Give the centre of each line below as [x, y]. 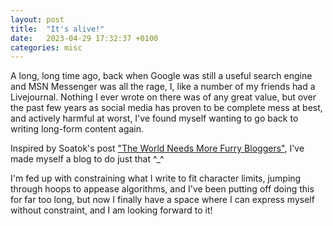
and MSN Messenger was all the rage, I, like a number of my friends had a [163, 87]
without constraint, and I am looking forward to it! [111, 210]
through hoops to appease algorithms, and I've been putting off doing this [162, 189]
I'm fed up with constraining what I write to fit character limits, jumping [156, 178]
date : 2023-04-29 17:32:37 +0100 [84, 38]
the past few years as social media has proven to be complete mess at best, [166, 108]
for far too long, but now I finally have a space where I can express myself [162, 200]
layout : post [37, 19]
